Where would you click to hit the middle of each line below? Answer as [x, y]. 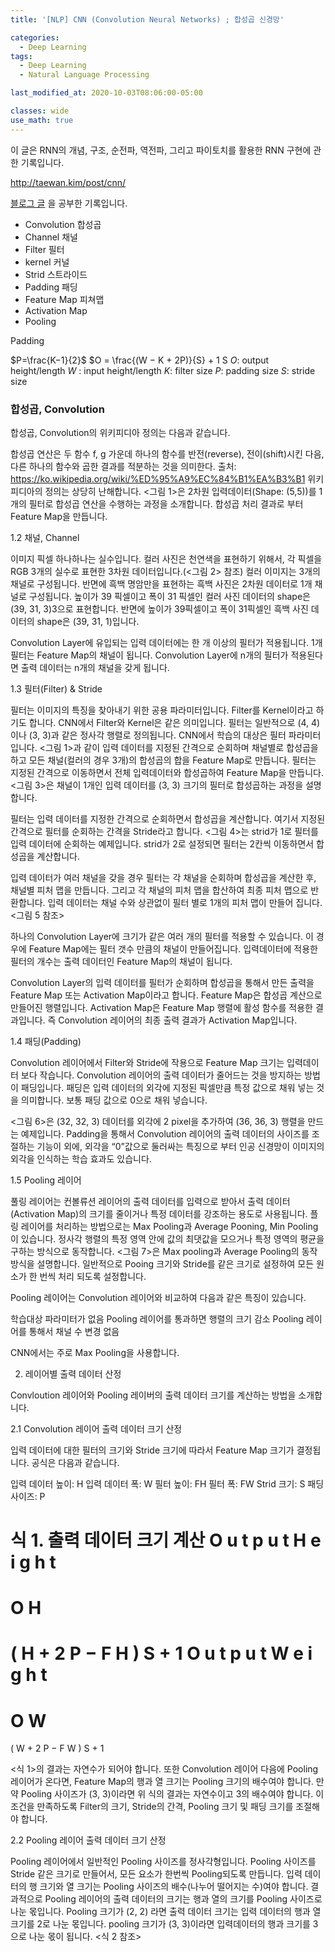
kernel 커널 [47, 262]
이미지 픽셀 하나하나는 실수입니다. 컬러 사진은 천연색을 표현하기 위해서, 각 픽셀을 [166, 558]
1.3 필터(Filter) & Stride [56, 688]
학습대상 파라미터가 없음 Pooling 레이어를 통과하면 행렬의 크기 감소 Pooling [157, 1318]
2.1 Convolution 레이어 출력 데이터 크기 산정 [96, 1428]
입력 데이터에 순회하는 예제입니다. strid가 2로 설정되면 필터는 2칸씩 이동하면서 [162, 843]
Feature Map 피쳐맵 [64, 299]
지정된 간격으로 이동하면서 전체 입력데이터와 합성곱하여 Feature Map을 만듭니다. [167, 772]
